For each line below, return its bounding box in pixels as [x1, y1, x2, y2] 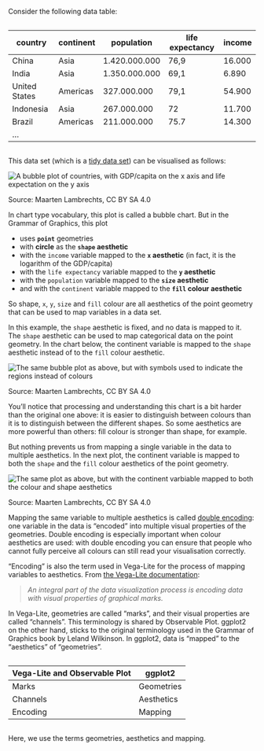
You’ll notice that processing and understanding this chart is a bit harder [8, 402, 242, 411]
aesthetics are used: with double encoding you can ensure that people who [8, 538, 252, 547]
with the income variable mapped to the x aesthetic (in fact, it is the [19, 251, 236, 260]
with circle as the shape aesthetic [19, 242, 129, 251]
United [12, 81, 37, 91]
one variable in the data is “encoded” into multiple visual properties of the [8, 521, 247, 530]
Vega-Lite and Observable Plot [12, 668, 131, 679]
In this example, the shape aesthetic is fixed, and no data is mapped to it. [8, 322, 242, 332]
